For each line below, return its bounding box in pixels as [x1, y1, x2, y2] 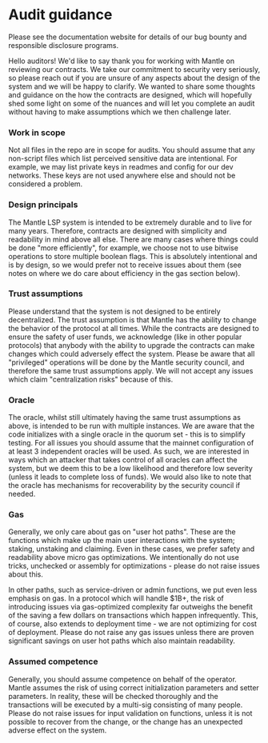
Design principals [8, 199, 78, 210]
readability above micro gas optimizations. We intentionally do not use [8, 553, 240, 562]
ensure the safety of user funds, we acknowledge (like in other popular [8, 332, 242, 342]
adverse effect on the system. [8, 725, 107, 735]
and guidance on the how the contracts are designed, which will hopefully [8, 90, 252, 99]
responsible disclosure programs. [8, 40, 119, 50]
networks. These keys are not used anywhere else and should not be [8, 170, 236, 181]
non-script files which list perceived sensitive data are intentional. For [8, 154, 238, 163]
